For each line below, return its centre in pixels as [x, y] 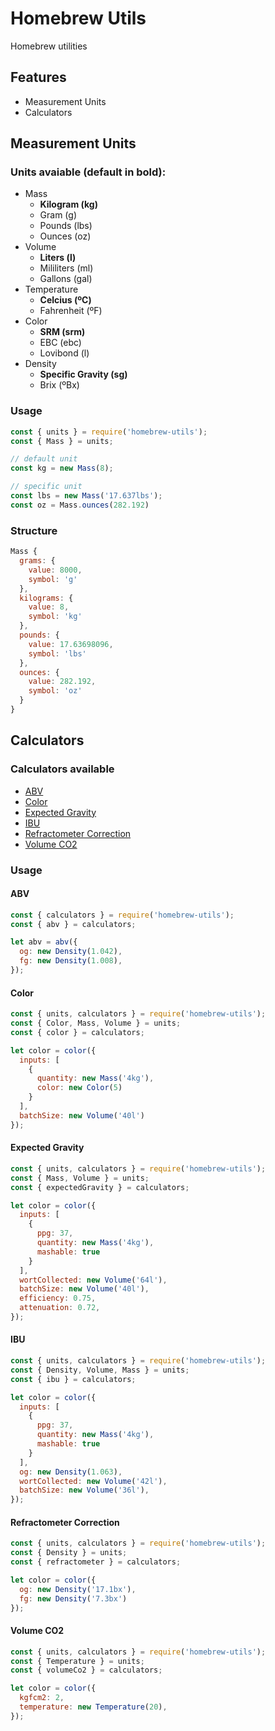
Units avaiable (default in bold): [88, 172]
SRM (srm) [62, 332]
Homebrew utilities [49, 46]
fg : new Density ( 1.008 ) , [71, 961]
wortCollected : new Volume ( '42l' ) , [93, 1481]
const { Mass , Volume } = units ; [80, 1178]
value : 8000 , [55, 570]
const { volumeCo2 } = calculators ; [86, 1670]
